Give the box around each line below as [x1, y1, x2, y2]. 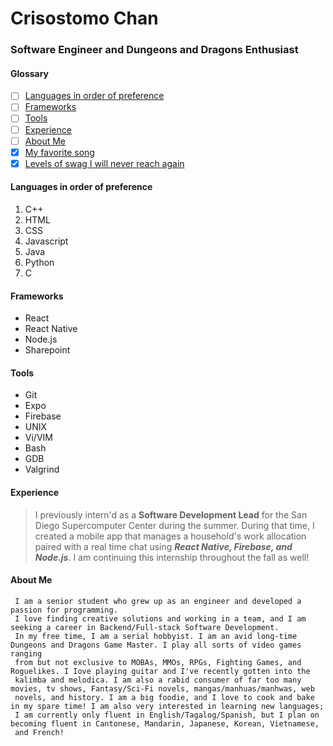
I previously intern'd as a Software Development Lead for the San [34, 508, 308, 521]
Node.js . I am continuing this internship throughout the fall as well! [34, 551, 310, 563]
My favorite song [24, 146, 95, 158]
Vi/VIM [24, 432, 53, 444]
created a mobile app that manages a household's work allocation [34, 530, 307, 542]
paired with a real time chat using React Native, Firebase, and [34, 540, 293, 552]
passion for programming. [10, 605, 118, 615]
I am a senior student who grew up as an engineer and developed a [14, 596, 302, 606]
